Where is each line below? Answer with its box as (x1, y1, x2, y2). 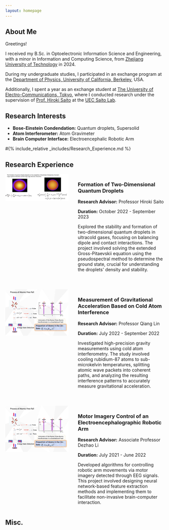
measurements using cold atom (78, 345, 143, 351)
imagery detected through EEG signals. (78, 472, 159, 478)
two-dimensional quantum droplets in (78, 229, 155, 235)
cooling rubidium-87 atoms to (78, 356, 140, 362)
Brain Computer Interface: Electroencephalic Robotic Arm (12, 136, 135, 142)
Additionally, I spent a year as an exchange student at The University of (5, 86, 154, 92)
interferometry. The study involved (78, 351, 150, 357)
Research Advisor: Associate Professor (78, 437, 160, 443)
